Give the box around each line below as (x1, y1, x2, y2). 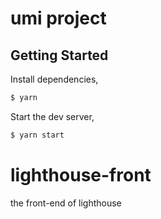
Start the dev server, (10, 110, 95, 122)
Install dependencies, (10, 73, 99, 85)
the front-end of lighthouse (10, 197, 122, 209)
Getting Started (10, 47, 109, 64)
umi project (10, 7, 107, 30)
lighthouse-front (10, 163, 152, 186)
